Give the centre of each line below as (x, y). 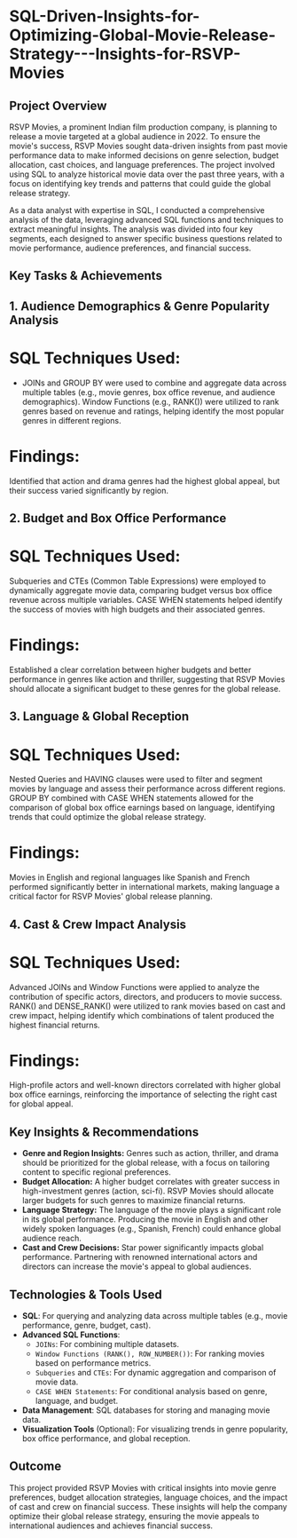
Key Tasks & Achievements (86, 276)
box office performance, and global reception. (106, 1439)
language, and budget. (76, 1401)
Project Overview (58, 105)
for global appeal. (41, 1104)
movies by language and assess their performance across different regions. (148, 789)
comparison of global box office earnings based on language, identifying (142, 808)
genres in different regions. (71, 420)
